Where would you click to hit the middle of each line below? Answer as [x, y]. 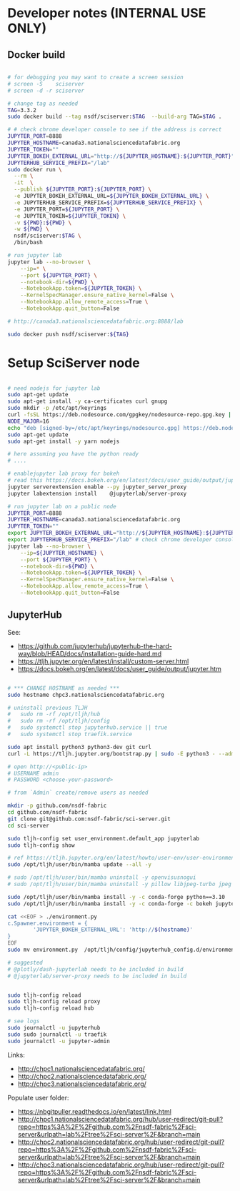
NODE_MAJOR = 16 [29, 421]
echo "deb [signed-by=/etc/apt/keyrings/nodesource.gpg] [94, 428]
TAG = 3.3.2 [22, 110]
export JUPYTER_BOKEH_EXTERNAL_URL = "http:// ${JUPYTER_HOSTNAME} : [106, 533]
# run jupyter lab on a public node [62, 506]
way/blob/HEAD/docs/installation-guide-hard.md [90, 653]
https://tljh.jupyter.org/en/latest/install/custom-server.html [103, 661]
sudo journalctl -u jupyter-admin [59, 1041]
